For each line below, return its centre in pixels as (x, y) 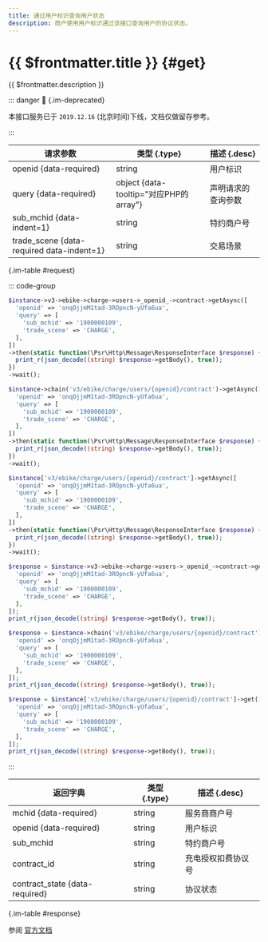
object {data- (141, 183)
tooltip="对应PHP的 (152, 194)
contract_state (39, 884)
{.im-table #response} (45, 914)
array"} (129, 205)
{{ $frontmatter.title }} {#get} (107, 63)
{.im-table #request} (42, 270)
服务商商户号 (209, 813)
